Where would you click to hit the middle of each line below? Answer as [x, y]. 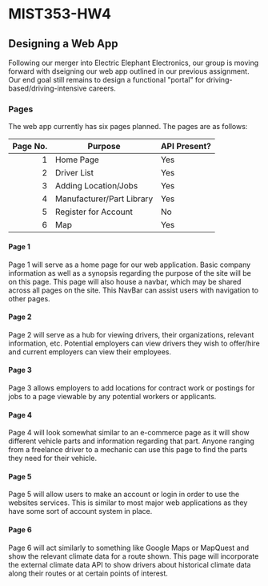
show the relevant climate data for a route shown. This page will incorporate [134, 556]
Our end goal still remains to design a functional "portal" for [107, 80]
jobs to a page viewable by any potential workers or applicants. [112, 396]
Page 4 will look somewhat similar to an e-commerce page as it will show [129, 433]
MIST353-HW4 [60, 14]
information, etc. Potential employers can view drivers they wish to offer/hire [134, 343]
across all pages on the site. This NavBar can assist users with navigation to [133, 290]
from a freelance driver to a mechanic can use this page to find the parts [128, 450]
